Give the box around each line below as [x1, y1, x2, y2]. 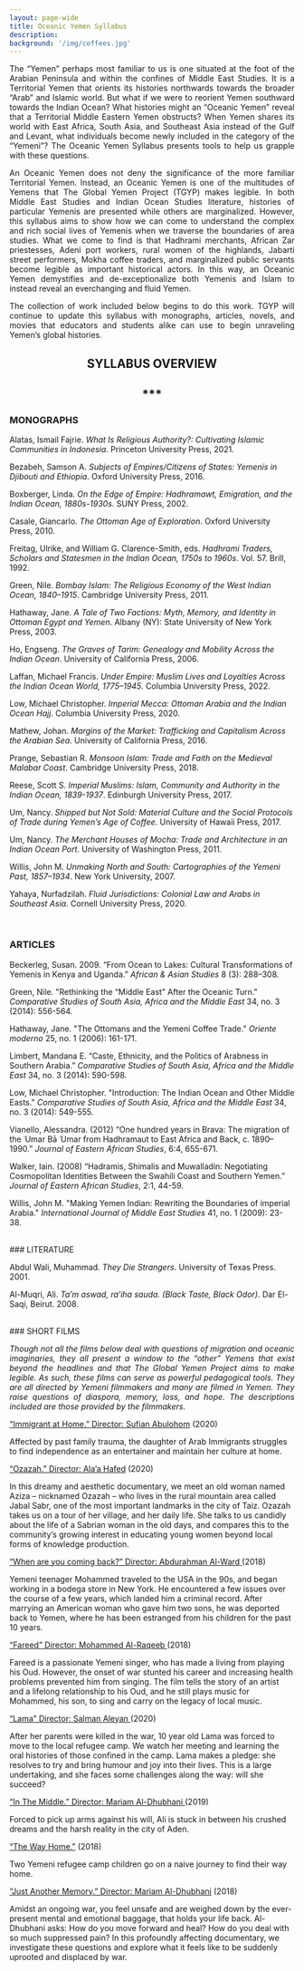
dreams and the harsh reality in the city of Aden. [9, 1823, 190, 1834]
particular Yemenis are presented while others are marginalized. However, [9, 206, 295, 217]
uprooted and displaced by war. [9, 1951, 128, 1962]
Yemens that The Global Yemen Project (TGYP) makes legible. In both [9, 187, 295, 198]
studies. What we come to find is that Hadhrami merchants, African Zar [9, 235, 295, 246]
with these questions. [9, 150, 90, 161]
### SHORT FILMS [9, 1325, 81, 1337]
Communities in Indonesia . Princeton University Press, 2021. [9, 444, 235, 455]
